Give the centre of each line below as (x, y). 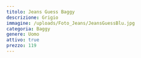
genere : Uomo (23, 34)
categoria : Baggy (28, 29)
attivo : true (23, 40)
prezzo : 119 (21, 46)
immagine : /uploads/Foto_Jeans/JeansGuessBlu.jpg (71, 23)
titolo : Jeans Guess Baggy (41, 12)
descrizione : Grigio (33, 18)
